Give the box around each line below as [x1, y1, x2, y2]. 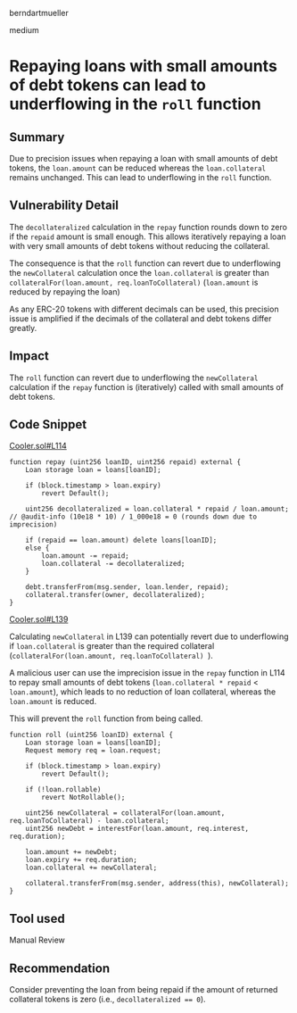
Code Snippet [9, 417, 87, 432]
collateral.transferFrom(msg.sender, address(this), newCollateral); [25, 879, 290, 888]
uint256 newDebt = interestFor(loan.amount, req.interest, [25, 825, 250, 834]
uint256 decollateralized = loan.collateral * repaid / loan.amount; [25, 504, 290, 514]
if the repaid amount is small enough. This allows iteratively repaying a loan [9, 231, 287, 242]
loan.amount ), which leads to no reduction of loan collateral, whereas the [9, 686, 276, 697]
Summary [9, 129, 65, 145]
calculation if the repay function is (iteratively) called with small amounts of [9, 381, 284, 392]
